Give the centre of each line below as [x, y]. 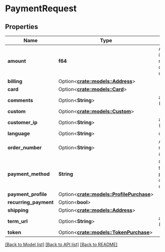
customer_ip [23, 122]
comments [20, 100]
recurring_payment [31, 202]
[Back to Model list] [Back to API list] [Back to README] [61, 244]
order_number [25, 148]
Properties [22, 27]
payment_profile [27, 194]
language [19, 133]
